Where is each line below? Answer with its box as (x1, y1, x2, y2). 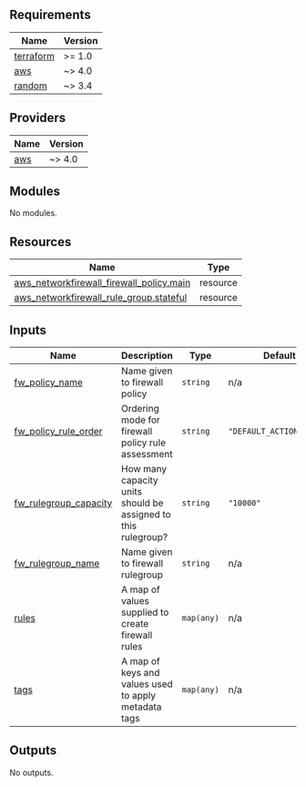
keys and (121, 667, 160, 680)
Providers (9, 110, 66, 126)
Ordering (121, 403, 159, 415)
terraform (14, 49, 56, 62)
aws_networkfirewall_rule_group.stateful (14, 291, 188, 304)
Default (262, 350, 296, 363)
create (121, 618, 149, 630)
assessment (121, 448, 173, 461)
